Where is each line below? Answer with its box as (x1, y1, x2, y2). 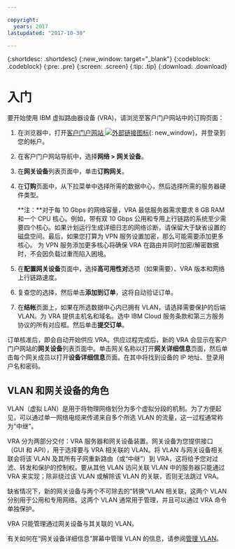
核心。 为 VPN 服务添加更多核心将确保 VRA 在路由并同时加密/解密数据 (17, 241, 220, 249)
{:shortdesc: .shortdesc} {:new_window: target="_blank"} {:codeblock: (7, 55, 211, 63)
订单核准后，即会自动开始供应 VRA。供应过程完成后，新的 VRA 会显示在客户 (7, 336, 227, 344)
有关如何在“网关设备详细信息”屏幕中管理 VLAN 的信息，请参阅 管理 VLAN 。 (7, 534, 222, 543)
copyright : (7, 16, 39, 23)
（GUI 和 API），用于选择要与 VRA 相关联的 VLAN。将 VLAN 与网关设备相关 (7, 446, 224, 454)
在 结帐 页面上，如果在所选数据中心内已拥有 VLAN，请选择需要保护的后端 (17, 303, 226, 312)
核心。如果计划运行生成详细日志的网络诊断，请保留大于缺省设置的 (36, 223, 226, 232)
